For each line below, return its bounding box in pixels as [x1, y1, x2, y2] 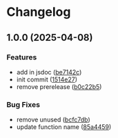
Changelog [6, 4, 71, 20]
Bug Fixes [6, 99, 41, 109]
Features [6, 52, 37, 62]
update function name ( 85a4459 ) [16, 123, 112, 131]
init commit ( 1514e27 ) [16, 75, 77, 83]
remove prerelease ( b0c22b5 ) [16, 82, 102, 90]
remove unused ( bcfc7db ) [16, 115, 90, 124]
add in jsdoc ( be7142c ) [16, 68, 82, 76]
